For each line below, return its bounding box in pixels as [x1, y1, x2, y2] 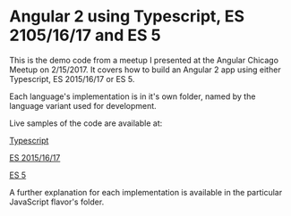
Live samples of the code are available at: [9, 118, 163, 129]
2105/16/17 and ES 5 [9, 25, 161, 46]
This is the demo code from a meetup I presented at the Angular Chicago [9, 54, 279, 65]
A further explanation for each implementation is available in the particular [9, 187, 283, 197]
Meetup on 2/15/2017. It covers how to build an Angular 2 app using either [9, 64, 281, 75]
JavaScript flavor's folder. [9, 196, 105, 207]
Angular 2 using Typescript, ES [9, 6, 244, 27]
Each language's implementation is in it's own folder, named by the [9, 91, 256, 102]
